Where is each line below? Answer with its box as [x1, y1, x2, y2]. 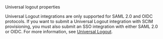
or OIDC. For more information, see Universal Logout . [5, 29, 113, 34]
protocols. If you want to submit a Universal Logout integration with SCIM [5, 19, 153, 24]
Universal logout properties [5, 4, 60, 10]
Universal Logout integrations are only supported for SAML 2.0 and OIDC [5, 13, 153, 19]
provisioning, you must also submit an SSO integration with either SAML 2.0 [5, 24, 158, 29]
